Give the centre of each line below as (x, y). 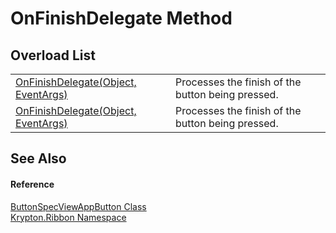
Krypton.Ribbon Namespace (68, 217)
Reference (32, 184)
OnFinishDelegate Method (121, 18)
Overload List (53, 55)
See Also (38, 158)
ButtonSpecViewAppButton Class (78, 206)
